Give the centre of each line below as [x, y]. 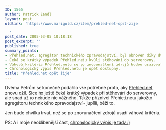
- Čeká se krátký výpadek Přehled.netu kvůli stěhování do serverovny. [80, 60]
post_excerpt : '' [23, 42]
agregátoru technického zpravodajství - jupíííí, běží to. [60, 103]
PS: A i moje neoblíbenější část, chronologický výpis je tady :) [68, 122]
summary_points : [22, 50]
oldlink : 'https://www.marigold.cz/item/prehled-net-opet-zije [72, 23]
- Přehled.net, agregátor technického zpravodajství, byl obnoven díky [80, 55]
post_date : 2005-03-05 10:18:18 [38, 37]
